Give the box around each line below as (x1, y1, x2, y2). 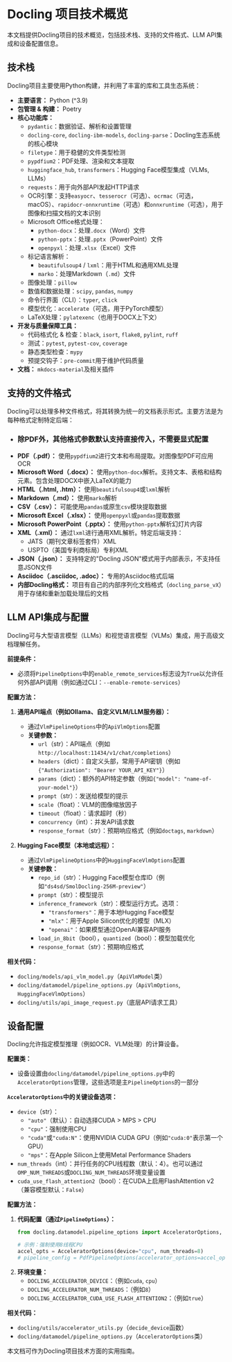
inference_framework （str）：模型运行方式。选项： (37, 899, 181, 908)
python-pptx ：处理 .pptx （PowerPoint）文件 (37, 235, 163, 243)
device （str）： (17, 1107, 59, 1116)
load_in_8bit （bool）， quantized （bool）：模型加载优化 (37, 934, 195, 942)
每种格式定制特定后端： (7, 416, 74, 424)
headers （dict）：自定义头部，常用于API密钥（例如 (37, 757, 181, 765)
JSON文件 (23, 563, 53, 571)
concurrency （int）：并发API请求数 (37, 817, 135, 826)
